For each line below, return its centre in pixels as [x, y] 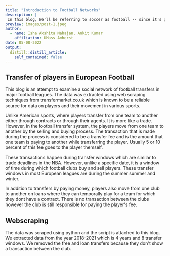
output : [13, 47]
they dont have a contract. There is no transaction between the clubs [77, 199]
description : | [21, 15]
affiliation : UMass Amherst [44, 38]
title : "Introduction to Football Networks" [53, 10]
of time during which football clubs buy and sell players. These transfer [79, 168]
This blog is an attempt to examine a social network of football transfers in [82, 89]
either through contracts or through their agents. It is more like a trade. [79, 121]
